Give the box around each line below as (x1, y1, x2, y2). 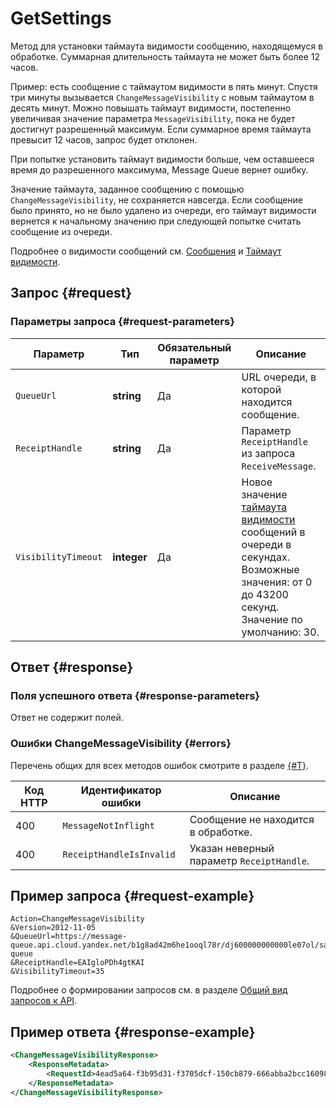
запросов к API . (10, 995, 78, 1007)
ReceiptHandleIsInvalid (62, 848, 176, 860)
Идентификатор (80, 783, 162, 797)
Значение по (241, 612, 303, 626)
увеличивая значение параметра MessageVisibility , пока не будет (10, 112, 296, 124)
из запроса (241, 446, 296, 460)
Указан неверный (189, 841, 275, 855)
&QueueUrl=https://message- (10, 932, 128, 942)
